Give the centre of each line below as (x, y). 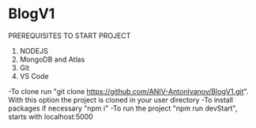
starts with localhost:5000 (51, 116)
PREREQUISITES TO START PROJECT (70, 36)
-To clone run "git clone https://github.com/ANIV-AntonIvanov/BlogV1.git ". (128, 91)
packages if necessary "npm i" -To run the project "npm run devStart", (123, 108)
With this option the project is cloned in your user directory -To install (121, 100)
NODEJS (34, 51)
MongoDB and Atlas (52, 59)
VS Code (34, 76)
